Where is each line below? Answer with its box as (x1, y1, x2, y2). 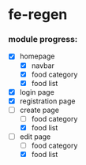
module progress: (8, 34, 78, 45)
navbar (31, 61, 55, 70)
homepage (19, 51, 55, 61)
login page (19, 87, 55, 96)
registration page (19, 96, 76, 106)
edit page (19, 132, 51, 141)
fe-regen (8, 6, 68, 24)
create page (19, 105, 59, 114)
